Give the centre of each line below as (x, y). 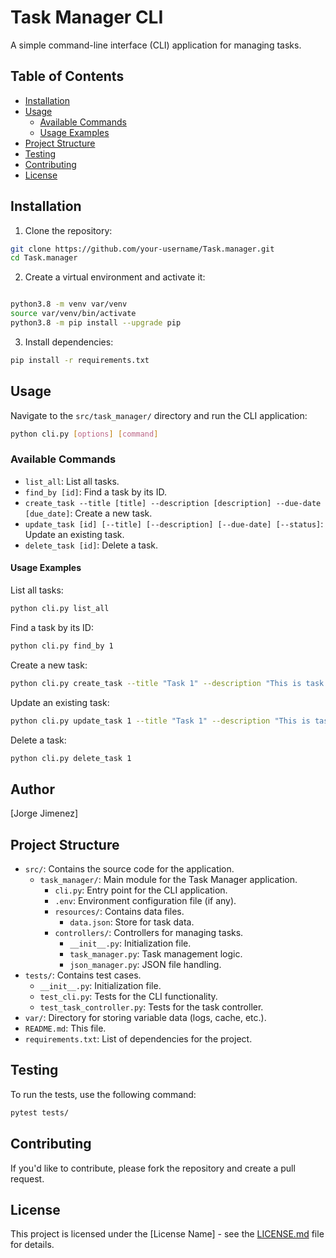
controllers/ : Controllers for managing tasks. (149, 932)
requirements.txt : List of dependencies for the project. (138, 1039)
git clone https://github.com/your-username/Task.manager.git (142, 249)
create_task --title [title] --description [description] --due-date (173, 503)
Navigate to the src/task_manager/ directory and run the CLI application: (159, 415)
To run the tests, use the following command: (103, 1094)
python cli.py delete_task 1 (71, 758)
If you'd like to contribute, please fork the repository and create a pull (153, 1168)
